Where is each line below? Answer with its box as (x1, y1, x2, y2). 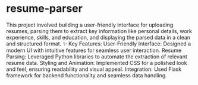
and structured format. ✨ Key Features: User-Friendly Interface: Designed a (6, 40, 191, 47)
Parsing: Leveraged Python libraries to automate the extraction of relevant (6, 53, 187, 60)
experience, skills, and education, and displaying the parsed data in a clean (6, 34, 191, 41)
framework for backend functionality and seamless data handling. (6, 71, 168, 79)
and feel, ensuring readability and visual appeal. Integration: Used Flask (6, 66, 182, 73)
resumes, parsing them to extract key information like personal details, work (6, 27, 192, 34)
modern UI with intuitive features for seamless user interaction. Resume (6, 47, 182, 54)
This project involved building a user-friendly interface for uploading (6, 21, 174, 28)
